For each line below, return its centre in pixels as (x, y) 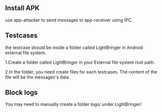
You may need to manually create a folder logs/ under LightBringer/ (73, 104)
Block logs (21, 93)
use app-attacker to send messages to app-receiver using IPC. (69, 20)
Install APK (22, 8)
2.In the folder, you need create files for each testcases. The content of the (81, 72)
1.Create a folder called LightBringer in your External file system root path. (80, 62)
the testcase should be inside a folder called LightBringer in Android (74, 47)
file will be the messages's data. (38, 77)
